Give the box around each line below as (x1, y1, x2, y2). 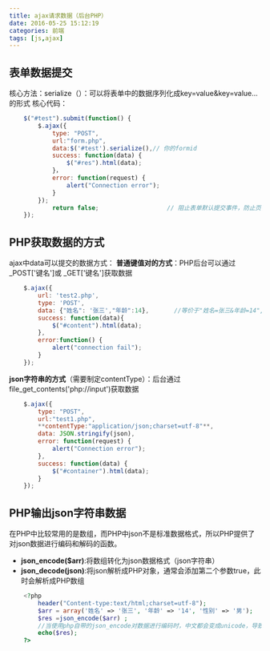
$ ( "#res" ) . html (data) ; (66, 159, 143, 167)
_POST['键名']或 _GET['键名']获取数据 (9, 268, 133, 278)
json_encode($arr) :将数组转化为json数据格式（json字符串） (20, 556, 220, 565)
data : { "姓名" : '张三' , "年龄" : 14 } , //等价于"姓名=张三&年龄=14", (38, 306, 264, 315)
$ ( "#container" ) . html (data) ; (51, 467, 150, 475)
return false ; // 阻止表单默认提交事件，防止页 (51, 203, 261, 212)
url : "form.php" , (51, 137, 107, 145)
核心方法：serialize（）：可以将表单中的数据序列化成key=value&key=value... (9, 89, 259, 98)
